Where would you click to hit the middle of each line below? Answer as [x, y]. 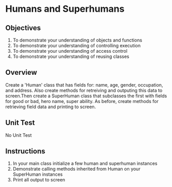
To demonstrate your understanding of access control [70, 51]
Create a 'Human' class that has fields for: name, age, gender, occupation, [84, 85]
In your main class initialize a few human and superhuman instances [85, 163]
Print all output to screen [39, 180]
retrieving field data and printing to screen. [51, 107]
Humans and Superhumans [65, 9]
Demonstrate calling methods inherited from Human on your [76, 169]
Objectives [23, 28]
